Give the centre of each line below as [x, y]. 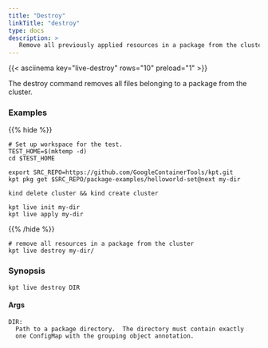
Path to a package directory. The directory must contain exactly [130, 329]
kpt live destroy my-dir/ [51, 251]
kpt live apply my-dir [46, 215]
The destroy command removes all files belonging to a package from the [128, 84]
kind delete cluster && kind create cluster [83, 194]
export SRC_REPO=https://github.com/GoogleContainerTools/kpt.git [121, 172]
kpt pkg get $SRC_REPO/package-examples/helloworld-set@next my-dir [124, 180]
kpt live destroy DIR [44, 287]
